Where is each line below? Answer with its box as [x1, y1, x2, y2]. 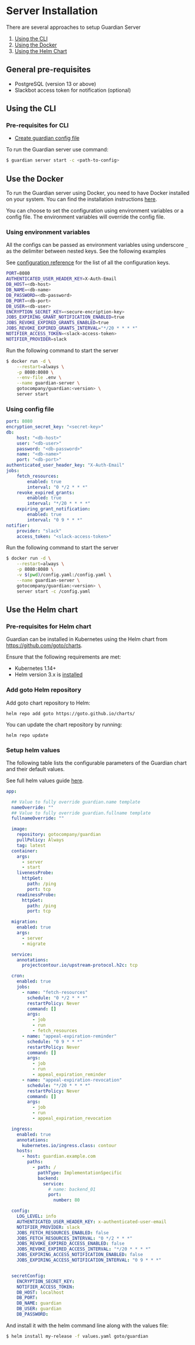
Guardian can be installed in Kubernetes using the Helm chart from [6, 636, 167, 643]
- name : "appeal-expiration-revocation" [21, 1077, 122, 1083]
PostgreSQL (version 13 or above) [14, 80, 96, 87]
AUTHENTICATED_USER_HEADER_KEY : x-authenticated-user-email [16, 1218, 167, 1225]
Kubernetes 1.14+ [14, 665, 57, 672]
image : [11, 826, 28, 832]
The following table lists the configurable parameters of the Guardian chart [6, 759, 187, 766]
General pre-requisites [6, 65, 91, 75]
